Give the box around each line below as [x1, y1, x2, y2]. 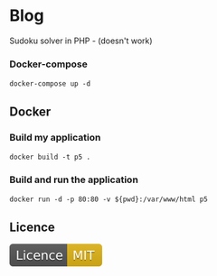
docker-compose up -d [9, 79, 91, 88]
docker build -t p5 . [9, 152, 91, 161]
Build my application [9, 131, 101, 143]
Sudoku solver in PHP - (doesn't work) [9, 35, 153, 46]
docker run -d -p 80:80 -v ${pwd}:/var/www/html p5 [9, 195, 208, 204]
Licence [9, 219, 56, 235]
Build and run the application [9, 173, 138, 186]
